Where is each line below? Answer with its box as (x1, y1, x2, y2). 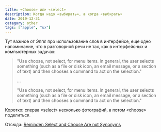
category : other (5, 20, 38, 26)
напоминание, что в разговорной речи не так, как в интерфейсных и (5, 44, 147, 49)
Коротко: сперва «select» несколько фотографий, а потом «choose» (5, 107, 146, 113)
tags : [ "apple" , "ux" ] (5, 25, 51, 30)
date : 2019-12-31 (5, 16, 40, 21)
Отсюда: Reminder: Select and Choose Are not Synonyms (5, 122, 121, 128)
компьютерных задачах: (5, 49, 56, 55)
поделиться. (5, 112, 31, 118)
